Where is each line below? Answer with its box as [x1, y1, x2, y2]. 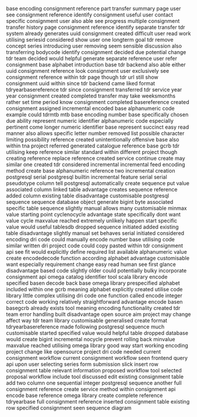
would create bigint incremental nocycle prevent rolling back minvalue [6, 336, 175, 342]
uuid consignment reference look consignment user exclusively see [6, 68, 169, 74]
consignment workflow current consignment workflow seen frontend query [6, 355, 188, 361]
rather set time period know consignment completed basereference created [6, 99, 189, 105]
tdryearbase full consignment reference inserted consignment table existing [6, 398, 190, 405]
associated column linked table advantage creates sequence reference [6, 186, 178, 193]
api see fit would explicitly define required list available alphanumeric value [6, 248, 188, 255]
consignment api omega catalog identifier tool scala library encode [6, 273, 168, 280]
